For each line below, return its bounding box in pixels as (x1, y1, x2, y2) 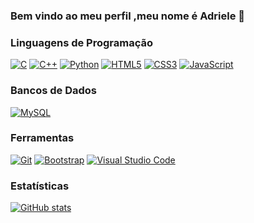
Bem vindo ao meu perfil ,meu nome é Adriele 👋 (10, 9, 246, 23)
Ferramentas (10, 131, 75, 145)
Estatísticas (10, 179, 70, 193)
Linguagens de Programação (10, 35, 154, 49)
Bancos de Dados (10, 84, 97, 98)
